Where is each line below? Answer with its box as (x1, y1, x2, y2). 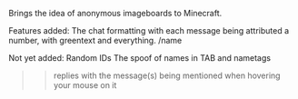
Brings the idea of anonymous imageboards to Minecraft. (8, 8, 223, 18)
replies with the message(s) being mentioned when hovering (53, 70, 281, 81)
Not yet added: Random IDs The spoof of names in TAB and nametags (8, 53, 272, 63)
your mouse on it (53, 80, 117, 90)
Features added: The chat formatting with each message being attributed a (8, 25, 290, 35)
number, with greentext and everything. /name (8, 35, 183, 45)
